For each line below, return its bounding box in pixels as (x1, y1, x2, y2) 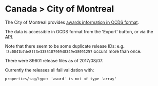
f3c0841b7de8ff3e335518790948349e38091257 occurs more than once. (5, 48, 142, 54)
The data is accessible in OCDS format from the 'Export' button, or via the (5, 29, 154, 34)
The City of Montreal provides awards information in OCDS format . (5, 19, 139, 25)
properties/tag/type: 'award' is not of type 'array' (5, 76, 117, 81)
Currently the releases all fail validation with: (5, 67, 94, 73)
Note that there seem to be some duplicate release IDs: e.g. (5, 43, 125, 49)
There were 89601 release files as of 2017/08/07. (5, 57, 103, 63)
